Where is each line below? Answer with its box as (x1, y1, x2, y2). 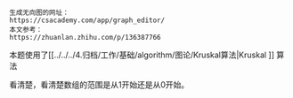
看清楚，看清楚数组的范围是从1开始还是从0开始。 (9, 79, 190, 90)
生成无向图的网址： (9, 8, 69, 17)
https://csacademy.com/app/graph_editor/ (9, 16, 166, 25)
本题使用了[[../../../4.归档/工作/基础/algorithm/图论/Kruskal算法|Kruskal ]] (9, 49, 274, 60)
